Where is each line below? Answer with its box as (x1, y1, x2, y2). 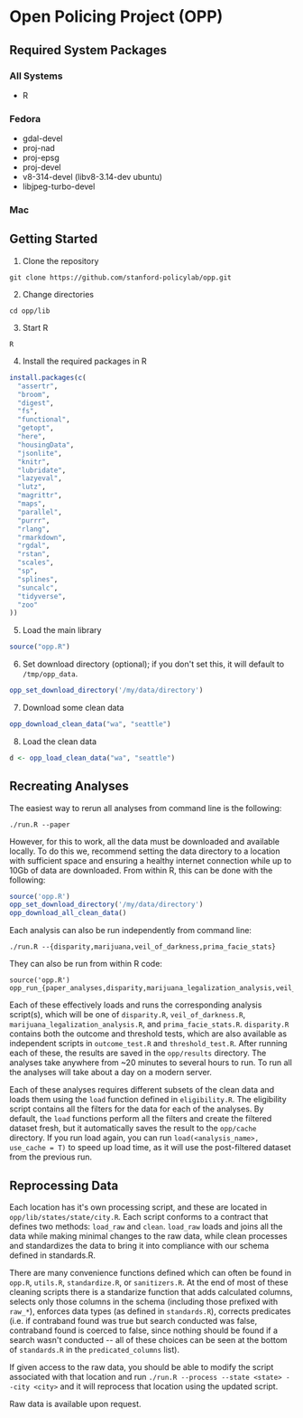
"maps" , (17, 499, 47, 508)
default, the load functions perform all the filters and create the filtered (9, 1113, 272, 1124)
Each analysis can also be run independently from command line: (9, 925, 252, 936)
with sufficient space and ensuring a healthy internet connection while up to (9, 855, 292, 865)
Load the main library (22, 625, 102, 636)
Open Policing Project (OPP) (9, 6, 224, 27)
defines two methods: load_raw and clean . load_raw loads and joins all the (9, 1221, 283, 1232)
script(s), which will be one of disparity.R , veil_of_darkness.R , (9, 1009, 246, 1020)
